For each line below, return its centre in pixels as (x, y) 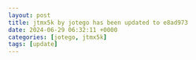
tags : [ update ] (33, 44)
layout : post (30, 15)
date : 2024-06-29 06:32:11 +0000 (63, 30)
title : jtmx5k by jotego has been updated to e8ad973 (98, 23)
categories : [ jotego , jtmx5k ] (58, 37)
